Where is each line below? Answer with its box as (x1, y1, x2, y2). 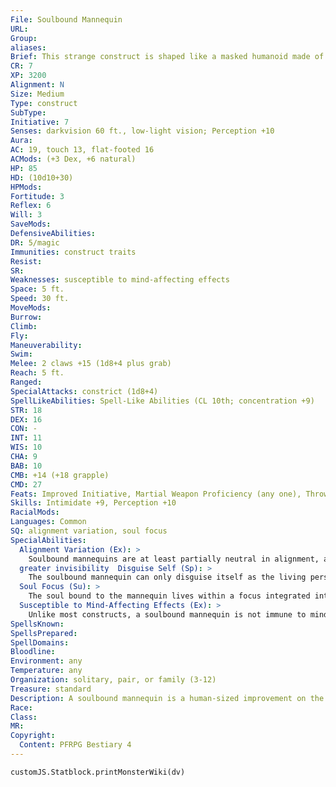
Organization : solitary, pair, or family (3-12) (10, 675, 217, 685)
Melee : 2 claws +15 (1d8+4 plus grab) (10, 359, 172, 369)
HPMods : (10, 182, 43, 192)
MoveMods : (10, 303, 52, 313)
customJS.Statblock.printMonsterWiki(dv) (10, 767, 186, 777)
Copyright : (10, 731, 56, 741)
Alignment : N (10, 80, 65, 90)
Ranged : (10, 377, 43, 387)
